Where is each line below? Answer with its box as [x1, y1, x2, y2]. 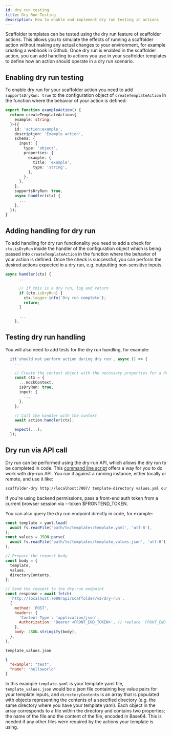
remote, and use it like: [5, 476, 54, 482]
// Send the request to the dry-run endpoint [5, 586, 104, 592]
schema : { [14, 136, 36, 141]
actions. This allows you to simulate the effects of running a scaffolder [5, 36, 154, 43]
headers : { [14, 610, 38, 615]
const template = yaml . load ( [5, 520, 68, 526]
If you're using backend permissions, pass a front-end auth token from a [5, 495, 159, 501]
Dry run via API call [5, 446, 68, 455]
